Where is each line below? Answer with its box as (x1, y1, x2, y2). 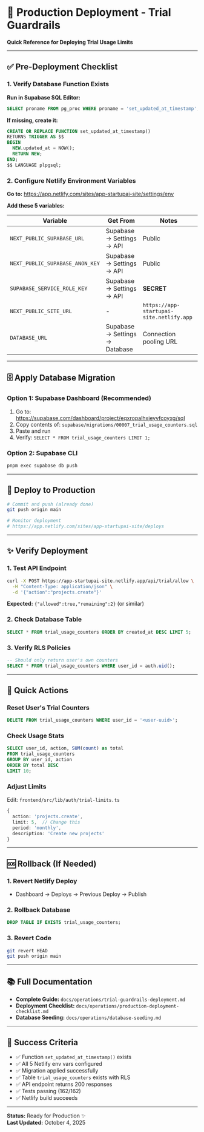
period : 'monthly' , (12, 825, 62, 831)
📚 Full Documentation (7, 977, 93, 987)
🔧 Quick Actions (7, 685, 68, 696)
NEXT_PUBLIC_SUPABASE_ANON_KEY (10, 260, 100, 266)
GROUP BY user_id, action (7, 757, 72, 763)
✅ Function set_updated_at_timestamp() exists (15, 1053, 132, 1060)
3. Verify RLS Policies (7, 643, 71, 652)
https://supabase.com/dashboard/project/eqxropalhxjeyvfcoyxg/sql (15, 414, 185, 421)
